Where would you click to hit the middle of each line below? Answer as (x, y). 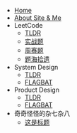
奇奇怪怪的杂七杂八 (42, 113)
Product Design (37, 90)
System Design (36, 67)
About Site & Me (37, 18)
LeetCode (28, 25)
